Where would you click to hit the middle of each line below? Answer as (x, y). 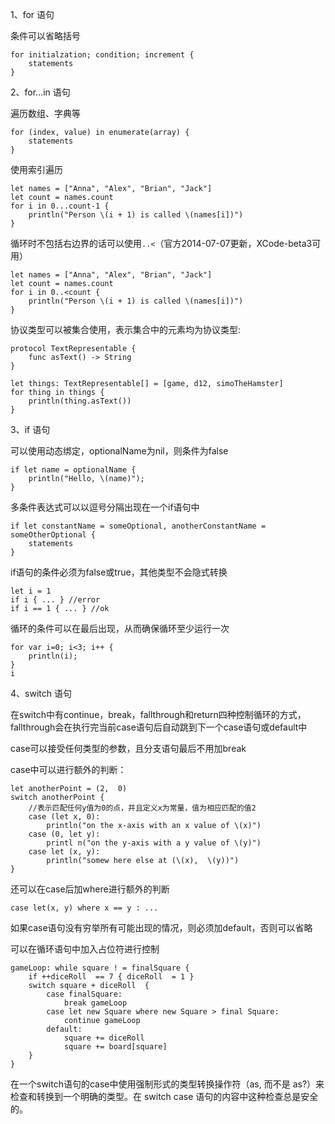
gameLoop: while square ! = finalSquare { (100, 968)
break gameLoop (95, 1003)
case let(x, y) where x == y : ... (84, 908)
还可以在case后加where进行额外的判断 (90, 889)
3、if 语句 (30, 429)
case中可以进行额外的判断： (68, 769)
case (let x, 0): (64, 817)
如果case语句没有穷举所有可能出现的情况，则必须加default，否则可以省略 (161, 927)
